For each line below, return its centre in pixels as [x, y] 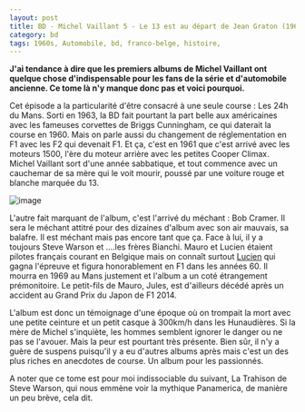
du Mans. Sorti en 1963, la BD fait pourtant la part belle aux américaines [143, 115]
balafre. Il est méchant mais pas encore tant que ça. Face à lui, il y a [136, 238]
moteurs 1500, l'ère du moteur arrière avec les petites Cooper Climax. [139, 154]
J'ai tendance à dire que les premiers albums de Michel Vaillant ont [138, 69]
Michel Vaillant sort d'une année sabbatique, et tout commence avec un [144, 163]
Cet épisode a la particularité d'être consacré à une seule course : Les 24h [149, 106]
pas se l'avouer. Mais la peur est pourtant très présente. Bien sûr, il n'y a [144, 342]
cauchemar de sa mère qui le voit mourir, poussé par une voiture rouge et [147, 173]
